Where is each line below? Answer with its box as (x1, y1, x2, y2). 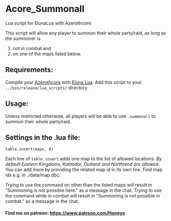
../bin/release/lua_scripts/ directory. (5, 84, 89, 91)
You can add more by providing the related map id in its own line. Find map (5, 167, 162, 173)
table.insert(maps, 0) (5, 147, 54, 152)
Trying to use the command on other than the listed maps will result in (5, 182, 152, 188)
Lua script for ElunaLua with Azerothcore (5, 20, 91, 26)
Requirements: (5, 65, 54, 74)
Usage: (5, 99, 29, 108)
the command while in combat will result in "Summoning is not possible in (5, 193, 160, 199)
